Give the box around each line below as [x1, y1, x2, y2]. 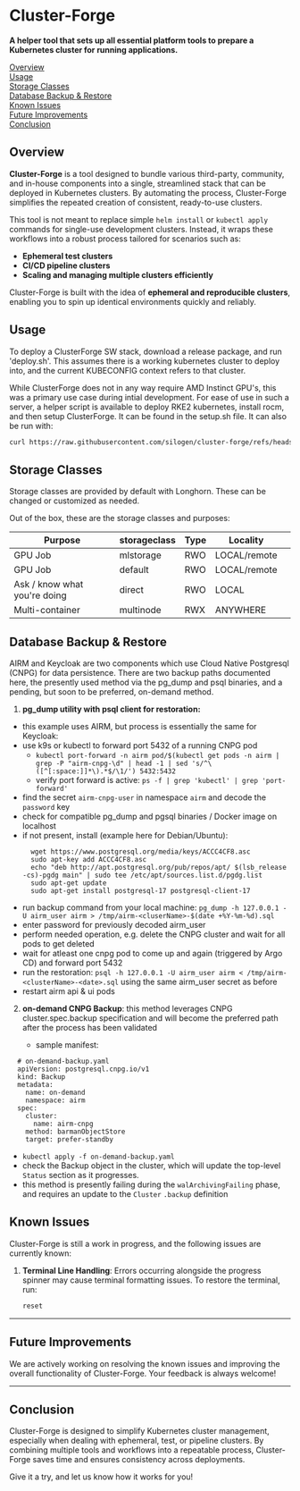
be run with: [9, 420, 54, 431]
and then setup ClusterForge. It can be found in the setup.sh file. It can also [9, 410, 287, 421]
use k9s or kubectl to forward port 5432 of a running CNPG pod [21, 740, 258, 751]
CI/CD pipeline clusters [21, 260, 111, 271]
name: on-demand [25, 1088, 87, 1098]
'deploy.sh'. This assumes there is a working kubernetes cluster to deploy [9, 355, 280, 366]
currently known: [9, 1248, 71, 1259]
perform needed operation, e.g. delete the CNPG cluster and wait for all [21, 929, 286, 939]
